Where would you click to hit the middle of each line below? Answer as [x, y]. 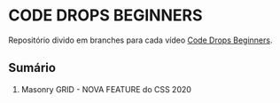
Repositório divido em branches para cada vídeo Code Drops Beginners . [140, 40]
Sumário [32, 68]
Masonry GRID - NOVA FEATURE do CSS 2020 [106, 89]
